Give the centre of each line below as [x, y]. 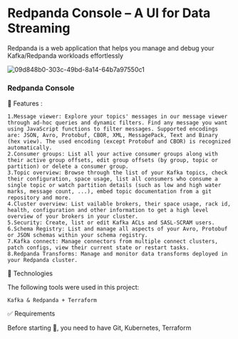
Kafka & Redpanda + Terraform [52, 300]
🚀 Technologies [30, 273]
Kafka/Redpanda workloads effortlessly [65, 56]
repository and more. [40, 198]
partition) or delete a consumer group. [68, 167]
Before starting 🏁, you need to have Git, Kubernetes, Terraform [99, 328]
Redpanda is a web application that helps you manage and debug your [111, 48]
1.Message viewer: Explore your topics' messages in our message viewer [118, 117]
